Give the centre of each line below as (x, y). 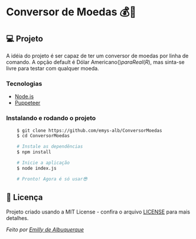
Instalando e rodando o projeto (51, 118)
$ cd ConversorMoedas (43, 136)
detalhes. (17, 218)
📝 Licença (24, 197)
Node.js (24, 96)
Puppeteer (27, 103)
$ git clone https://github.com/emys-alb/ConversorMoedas (89, 130)
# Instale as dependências (50, 147)
